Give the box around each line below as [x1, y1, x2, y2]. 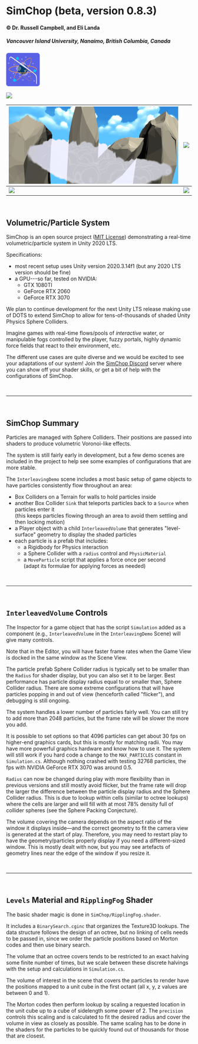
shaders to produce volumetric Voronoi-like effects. [6, 439, 131, 447]
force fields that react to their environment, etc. [6, 342, 121, 350]
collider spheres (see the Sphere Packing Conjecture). [6, 806, 138, 814]
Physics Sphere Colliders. [6, 318, 69, 325]
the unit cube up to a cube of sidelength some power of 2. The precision [6, 1007, 184, 1014]
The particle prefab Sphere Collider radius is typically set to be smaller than [6, 665, 190, 673]
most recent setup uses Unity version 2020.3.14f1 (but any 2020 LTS [14, 263, 181, 270]
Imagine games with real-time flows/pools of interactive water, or [6, 329, 165, 337]
